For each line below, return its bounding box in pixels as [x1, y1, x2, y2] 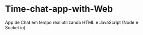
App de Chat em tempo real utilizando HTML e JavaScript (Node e [5, 19, 138, 25]
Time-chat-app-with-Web [5, 3, 113, 15]
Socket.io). [5, 24, 27, 30]
